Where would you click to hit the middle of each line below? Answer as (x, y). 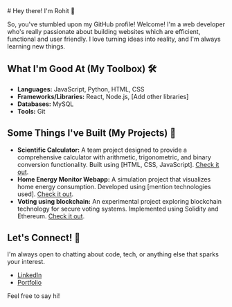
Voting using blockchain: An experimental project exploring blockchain (119, 201)
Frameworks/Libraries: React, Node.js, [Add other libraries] (103, 96)
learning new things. (36, 46)
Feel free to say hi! (34, 296)
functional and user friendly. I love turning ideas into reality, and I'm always (114, 39)
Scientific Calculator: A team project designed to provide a (102, 150)
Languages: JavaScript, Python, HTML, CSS (81, 89)
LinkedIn (29, 275)
